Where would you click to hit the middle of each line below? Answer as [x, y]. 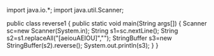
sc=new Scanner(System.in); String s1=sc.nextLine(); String [92, 31]
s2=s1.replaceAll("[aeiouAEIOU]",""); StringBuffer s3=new [89, 38]
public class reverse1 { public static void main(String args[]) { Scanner [107, 23]
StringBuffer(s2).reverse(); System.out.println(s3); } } [83, 45]
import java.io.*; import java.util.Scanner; [65, 10]
